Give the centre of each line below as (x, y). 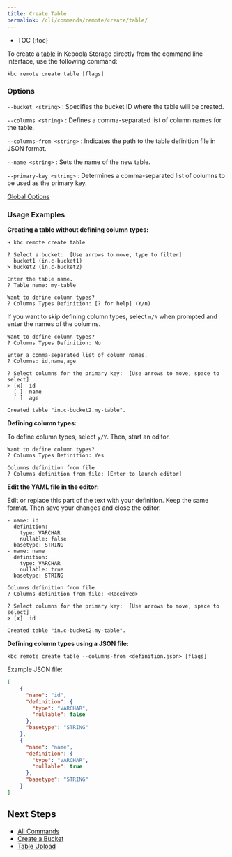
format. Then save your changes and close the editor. (84, 508)
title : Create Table (37, 14)
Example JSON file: (35, 669)
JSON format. (27, 148)
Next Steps (32, 814)
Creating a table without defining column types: (78, 230)
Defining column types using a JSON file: (68, 644)
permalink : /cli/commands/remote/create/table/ (78, 20)
